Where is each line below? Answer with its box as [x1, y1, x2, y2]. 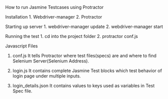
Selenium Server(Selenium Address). [12, 58, 90, 64]
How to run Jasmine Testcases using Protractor [5, 4, 104, 10]
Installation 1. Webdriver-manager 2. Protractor [5, 14, 102, 19]
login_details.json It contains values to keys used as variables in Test [12, 82, 155, 88]
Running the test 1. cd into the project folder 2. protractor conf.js [5, 33, 138, 39]
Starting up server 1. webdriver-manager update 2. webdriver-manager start [5, 23, 163, 29]
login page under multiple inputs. [12, 73, 81, 79]
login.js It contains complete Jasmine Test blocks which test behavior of [12, 67, 162, 73]
